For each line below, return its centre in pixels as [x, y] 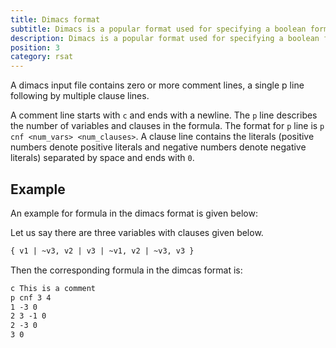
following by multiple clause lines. [80, 96]
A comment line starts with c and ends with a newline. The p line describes [164, 115]
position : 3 [35, 47]
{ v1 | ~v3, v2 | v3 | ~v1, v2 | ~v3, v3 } [102, 251]
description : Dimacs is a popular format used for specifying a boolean [165, 38]
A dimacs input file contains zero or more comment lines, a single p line [157, 85]
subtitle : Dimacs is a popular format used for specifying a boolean [158, 29]
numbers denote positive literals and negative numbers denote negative [158, 147]
